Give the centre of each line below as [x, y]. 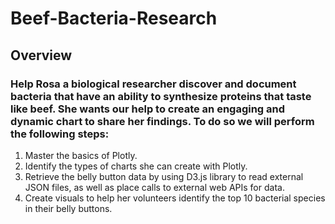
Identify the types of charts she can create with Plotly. [136, 166]
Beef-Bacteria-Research [114, 18]
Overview [41, 55]
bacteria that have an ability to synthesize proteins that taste [161, 96]
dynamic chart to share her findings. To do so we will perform [162, 121]
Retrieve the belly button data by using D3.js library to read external [164, 176]
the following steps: [60, 134]
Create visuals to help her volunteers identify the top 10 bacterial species [175, 198]
